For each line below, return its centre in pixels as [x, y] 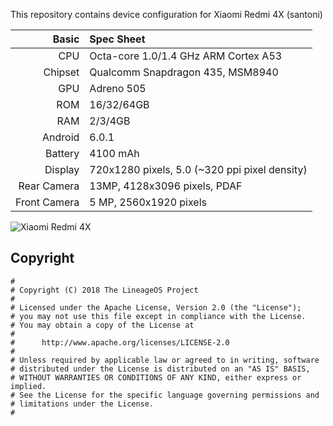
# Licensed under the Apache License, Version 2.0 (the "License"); [156, 307]
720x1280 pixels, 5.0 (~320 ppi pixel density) [198, 169]
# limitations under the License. [82, 404]
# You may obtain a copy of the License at [102, 325]
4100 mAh [114, 153]
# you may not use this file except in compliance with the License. [158, 316]
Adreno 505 [118, 88]
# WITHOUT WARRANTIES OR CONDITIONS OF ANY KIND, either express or [156, 377]
